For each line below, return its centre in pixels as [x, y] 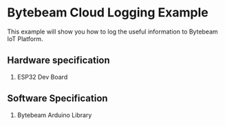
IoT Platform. [25, 38]
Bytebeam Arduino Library [54, 115]
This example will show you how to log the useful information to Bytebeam [112, 32]
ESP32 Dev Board [42, 77]
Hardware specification [58, 61]
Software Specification [57, 98]
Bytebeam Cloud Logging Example [108, 13]
